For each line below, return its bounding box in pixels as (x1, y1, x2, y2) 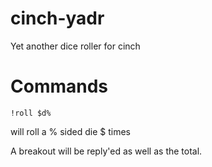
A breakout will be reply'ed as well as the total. (10, 145, 203, 157)
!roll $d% (10, 108, 52, 118)
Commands (10, 75, 109, 98)
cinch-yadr (10, 7, 105, 30)
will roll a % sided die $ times (10, 125, 131, 137)
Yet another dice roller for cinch (10, 40, 141, 52)
